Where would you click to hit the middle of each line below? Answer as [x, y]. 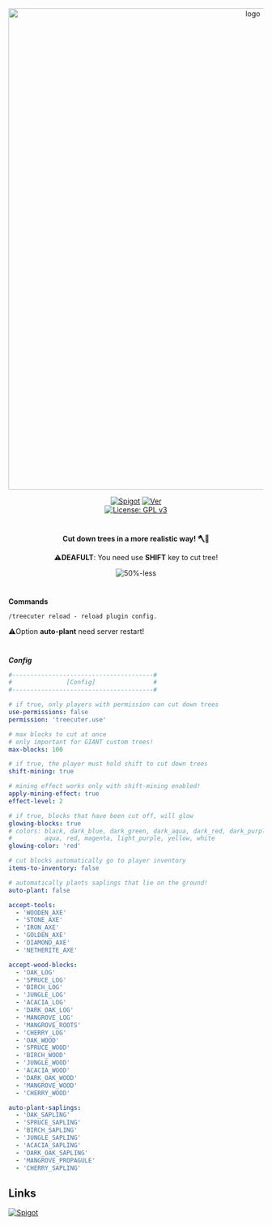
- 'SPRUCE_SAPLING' [49, 1123]
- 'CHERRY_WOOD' [43, 1093]
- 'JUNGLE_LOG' [41, 995]
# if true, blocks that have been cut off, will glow [101, 816]
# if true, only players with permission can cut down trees [114, 705]
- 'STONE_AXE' [39, 920]
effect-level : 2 [36, 801]
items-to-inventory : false [54, 868]
